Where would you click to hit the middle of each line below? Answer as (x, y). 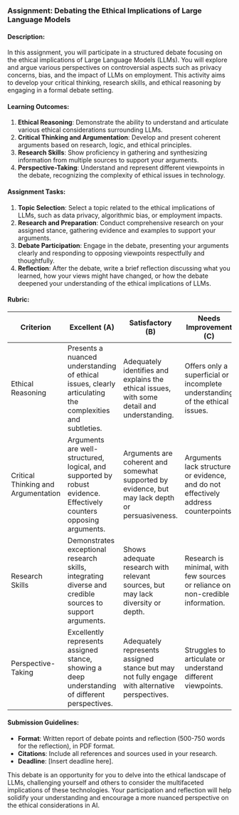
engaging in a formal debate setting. (60, 90)
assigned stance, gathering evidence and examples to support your (117, 230)
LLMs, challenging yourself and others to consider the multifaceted (106, 782)
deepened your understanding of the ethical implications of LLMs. (114, 283)
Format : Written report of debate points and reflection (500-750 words (121, 738)
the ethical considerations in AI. (54, 805)
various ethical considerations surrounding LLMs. (90, 130)
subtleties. (85, 428)
